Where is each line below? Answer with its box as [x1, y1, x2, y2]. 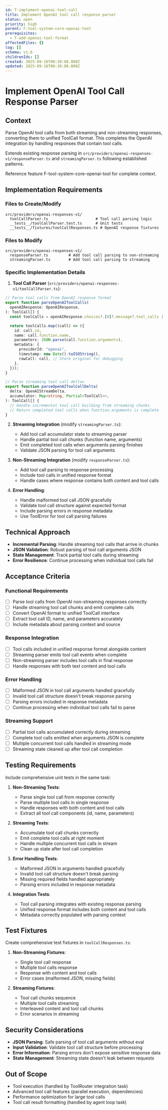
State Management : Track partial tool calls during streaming [12, 552, 139, 558]
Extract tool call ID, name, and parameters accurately [12, 616, 123, 622]
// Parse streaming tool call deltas [5, 379, 85, 384]
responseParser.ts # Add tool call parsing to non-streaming [10, 253, 159, 258]
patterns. [5, 161, 24, 167]
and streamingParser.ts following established [51, 156, 147, 162]
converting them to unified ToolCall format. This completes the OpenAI [5, 135, 152, 141]
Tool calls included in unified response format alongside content [12, 646, 146, 652]
